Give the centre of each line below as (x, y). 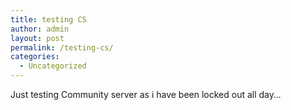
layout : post (37, 38)
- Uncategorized (53, 66)
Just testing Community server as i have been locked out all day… (146, 94)
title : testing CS (48, 19)
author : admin (40, 29)
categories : (35, 57)
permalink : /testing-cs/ (62, 47)
